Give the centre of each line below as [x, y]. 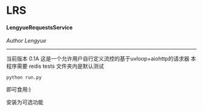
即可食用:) [19, 89]
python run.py [24, 78]
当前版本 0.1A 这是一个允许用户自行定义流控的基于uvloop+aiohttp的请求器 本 [101, 59]
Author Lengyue [26, 41]
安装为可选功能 [25, 102]
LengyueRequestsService [40, 27]
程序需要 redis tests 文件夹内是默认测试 [55, 66]
